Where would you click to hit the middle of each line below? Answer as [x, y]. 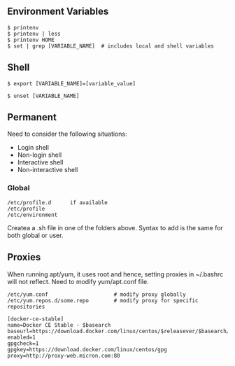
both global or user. [35, 235]
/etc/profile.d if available [58, 202]
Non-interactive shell [48, 170]
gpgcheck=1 [23, 343]
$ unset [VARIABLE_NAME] [43, 96]
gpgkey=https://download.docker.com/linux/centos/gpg [87, 349]
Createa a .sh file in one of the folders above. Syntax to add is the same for [115, 227]
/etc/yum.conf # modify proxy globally [97, 294]
